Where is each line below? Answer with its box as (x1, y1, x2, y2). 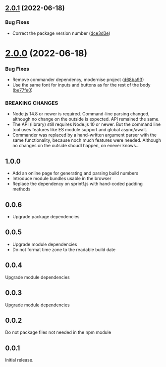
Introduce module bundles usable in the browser (12, 176, 111, 182)
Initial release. (5, 357, 34, 363)
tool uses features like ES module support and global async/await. (12, 127, 148, 133)
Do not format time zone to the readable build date (12, 246, 115, 253)
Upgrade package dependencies (12, 214, 80, 220)
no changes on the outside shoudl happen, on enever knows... (12, 143, 140, 149)
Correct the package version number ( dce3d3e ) (12, 30, 111, 36)
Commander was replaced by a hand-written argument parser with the (12, 132, 157, 138)
